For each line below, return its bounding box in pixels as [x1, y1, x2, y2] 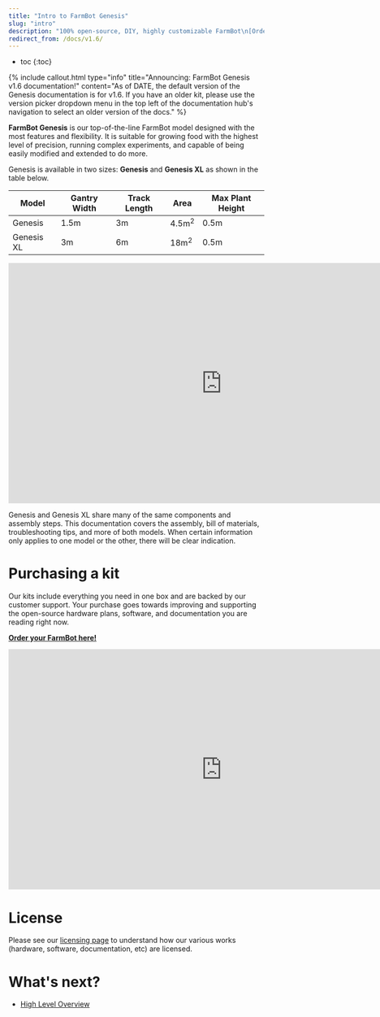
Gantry [70, 193, 99, 204]
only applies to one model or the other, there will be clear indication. [8, 536, 236, 545]
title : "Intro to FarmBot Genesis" [8, 11, 129, 20]
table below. [8, 173, 50, 183]
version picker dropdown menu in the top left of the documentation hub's [8, 98, 253, 108]
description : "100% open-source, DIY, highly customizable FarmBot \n [8, 27, 249, 35]
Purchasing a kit [8, 564, 120, 582]
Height [218, 202, 245, 214]
